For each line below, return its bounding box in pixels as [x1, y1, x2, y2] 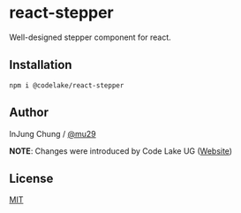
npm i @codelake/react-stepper [9, 80, 124, 90]
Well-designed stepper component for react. [9, 32, 172, 42]
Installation [9, 57, 72, 72]
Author [9, 105, 49, 120]
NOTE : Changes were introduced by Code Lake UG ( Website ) [9, 145, 232, 156]
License [9, 171, 54, 186]
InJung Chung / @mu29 [9, 128, 96, 139]
